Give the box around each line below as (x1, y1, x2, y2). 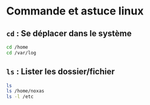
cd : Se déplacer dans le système (6, 28, 132, 39)
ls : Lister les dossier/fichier (6, 66, 115, 77)
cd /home (6, 44, 28, 50)
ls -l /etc (6, 94, 34, 100)
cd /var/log (6, 49, 36, 56)
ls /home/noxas (6, 88, 45, 94)
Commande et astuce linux (6, 4, 144, 18)
